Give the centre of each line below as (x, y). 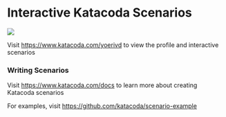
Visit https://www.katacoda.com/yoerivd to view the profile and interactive (113, 45)
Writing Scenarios (38, 70)
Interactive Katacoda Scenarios (100, 13)
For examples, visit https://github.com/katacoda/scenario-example (102, 106)
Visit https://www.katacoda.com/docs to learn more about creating (102, 85)
